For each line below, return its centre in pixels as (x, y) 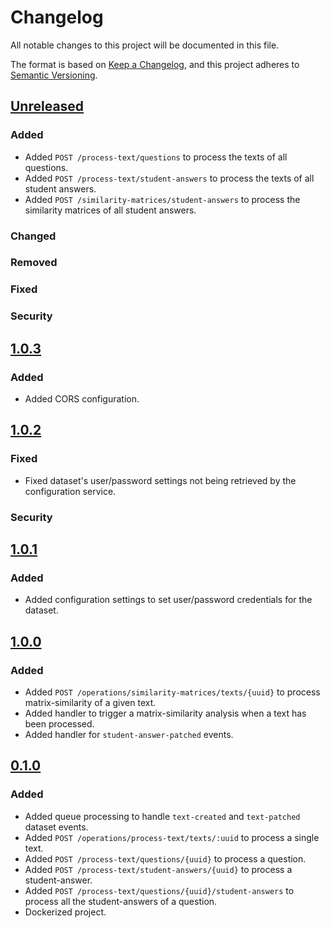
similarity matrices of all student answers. (110, 210)
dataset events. (56, 827)
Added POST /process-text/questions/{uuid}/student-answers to (159, 890)
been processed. (59, 723)
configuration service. (70, 491)
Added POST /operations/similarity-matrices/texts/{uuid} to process (172, 692)
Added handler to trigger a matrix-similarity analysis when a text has (165, 713)
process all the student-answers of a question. (121, 901)
